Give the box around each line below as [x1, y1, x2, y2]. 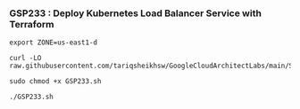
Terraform [9, 18, 55, 30]
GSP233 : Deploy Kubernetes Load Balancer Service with [9, 7, 262, 19]
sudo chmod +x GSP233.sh [9, 77, 102, 86]
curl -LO [9, 54, 42, 63]
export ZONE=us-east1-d [9, 38, 98, 47]
